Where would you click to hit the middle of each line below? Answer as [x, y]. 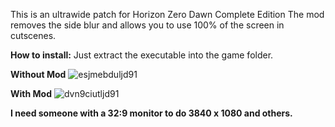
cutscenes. [33, 35]
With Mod [31, 93]
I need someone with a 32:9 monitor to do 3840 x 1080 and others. [151, 113]
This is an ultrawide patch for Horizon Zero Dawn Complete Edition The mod [167, 14]
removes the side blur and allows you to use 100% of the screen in [147, 25]
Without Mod [38, 74]
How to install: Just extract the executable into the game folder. [142, 55]
